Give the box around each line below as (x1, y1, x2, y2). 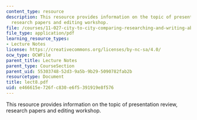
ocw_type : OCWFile (6, 52, 51, 58)
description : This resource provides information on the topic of (6, 14, 172, 20)
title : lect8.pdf (6, 80, 49, 85)
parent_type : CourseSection (6, 63, 75, 69)
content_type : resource (6, 8, 64, 15)
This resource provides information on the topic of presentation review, (6, 101, 178, 108)
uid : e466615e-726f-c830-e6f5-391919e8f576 (6, 85, 114, 91)
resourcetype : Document (6, 74, 64, 80)
